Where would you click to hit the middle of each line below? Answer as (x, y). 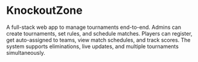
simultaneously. (26, 52)
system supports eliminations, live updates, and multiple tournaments (93, 46)
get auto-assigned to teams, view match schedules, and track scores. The (98, 40)
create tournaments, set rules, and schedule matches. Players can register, (99, 33)
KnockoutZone (44, 11)
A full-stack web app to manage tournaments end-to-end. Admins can (94, 27)
